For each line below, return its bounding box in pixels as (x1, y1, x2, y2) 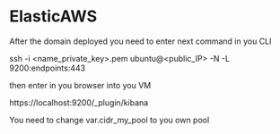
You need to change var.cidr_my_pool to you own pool (9, 114, 210, 125)
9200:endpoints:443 (9, 63, 86, 73)
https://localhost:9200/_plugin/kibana (9, 96, 149, 108)
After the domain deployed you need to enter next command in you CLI (9, 36, 272, 46)
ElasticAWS (9, 6, 98, 27)
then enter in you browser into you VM (9, 80, 152, 90)
